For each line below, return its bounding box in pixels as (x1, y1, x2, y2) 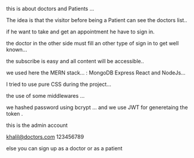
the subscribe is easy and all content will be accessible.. (6, 58, 145, 64)
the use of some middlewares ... (6, 92, 85, 99)
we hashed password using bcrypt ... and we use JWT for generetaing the (6, 104, 189, 111)
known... (6, 46, 27, 53)
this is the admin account (6, 122, 68, 129)
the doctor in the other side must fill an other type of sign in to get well (6, 40, 179, 47)
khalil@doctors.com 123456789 (6, 134, 85, 140)
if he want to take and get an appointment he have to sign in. (6, 28, 155, 35)
